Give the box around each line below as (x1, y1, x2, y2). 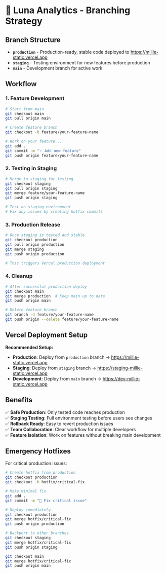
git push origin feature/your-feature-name (5, 153, 99, 158)
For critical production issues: (5, 461, 67, 467)
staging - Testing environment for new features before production (12, 60, 150, 65)
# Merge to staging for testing (5, 176, 73, 181)
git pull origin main (5, 116, 51, 121)
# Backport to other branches (5, 530, 69, 536)
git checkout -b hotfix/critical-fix (5, 480, 85, 485)
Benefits (5, 396, 33, 404)
